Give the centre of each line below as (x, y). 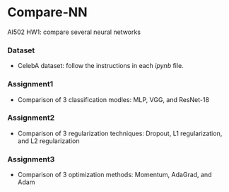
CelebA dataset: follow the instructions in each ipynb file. (100, 66)
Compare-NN (47, 12)
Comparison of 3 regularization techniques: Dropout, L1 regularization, (120, 133)
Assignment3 (31, 159)
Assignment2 (31, 118)
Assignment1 (30, 84)
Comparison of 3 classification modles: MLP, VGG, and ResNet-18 (113, 99)
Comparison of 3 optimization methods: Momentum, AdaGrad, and (114, 175)
